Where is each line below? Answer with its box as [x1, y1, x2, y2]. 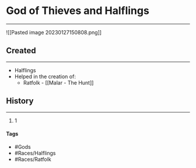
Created [6, 45, 36, 56]
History [6, 96, 34, 106]
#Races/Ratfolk [14, 156, 51, 163]
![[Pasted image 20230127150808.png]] [6, 29, 102, 36]
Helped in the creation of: [14, 73, 76, 80]
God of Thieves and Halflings [6, 4, 150, 17]
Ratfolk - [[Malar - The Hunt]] [23, 79, 94, 86]
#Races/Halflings [14, 149, 56, 156]
